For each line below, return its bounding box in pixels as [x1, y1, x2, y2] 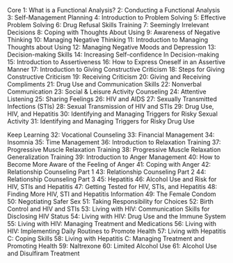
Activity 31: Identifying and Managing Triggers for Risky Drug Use [7, 117, 195, 125]
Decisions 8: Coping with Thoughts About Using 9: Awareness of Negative [7, 28, 220, 36]
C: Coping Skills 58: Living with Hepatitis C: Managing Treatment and [7, 234, 205, 243]
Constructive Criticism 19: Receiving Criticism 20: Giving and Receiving [7, 73, 211, 81]
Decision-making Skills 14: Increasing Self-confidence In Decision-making [7, 50, 219, 59]
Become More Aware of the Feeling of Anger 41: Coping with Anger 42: [7, 160, 211, 168]
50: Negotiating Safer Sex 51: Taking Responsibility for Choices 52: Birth [7, 197, 214, 205]
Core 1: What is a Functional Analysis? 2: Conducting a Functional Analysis [7, 6, 220, 14]
